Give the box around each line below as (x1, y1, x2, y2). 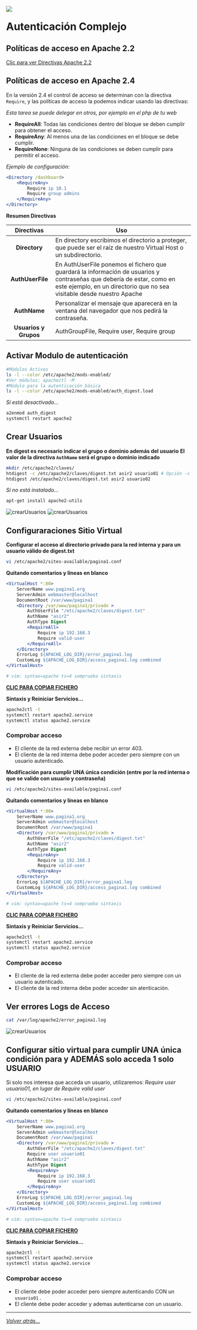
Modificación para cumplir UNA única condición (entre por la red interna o (6, 769, 190, 776)
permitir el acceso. (14, 151, 60, 159)
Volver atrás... (6, 1317, 40, 1324)
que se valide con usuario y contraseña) (6, 775, 106, 782)
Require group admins (27, 191, 80, 197)
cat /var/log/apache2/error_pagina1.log (6, 1017, 107, 1023)
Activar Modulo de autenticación (6, 351, 128, 361)
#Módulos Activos (6, 366, 49, 372)
